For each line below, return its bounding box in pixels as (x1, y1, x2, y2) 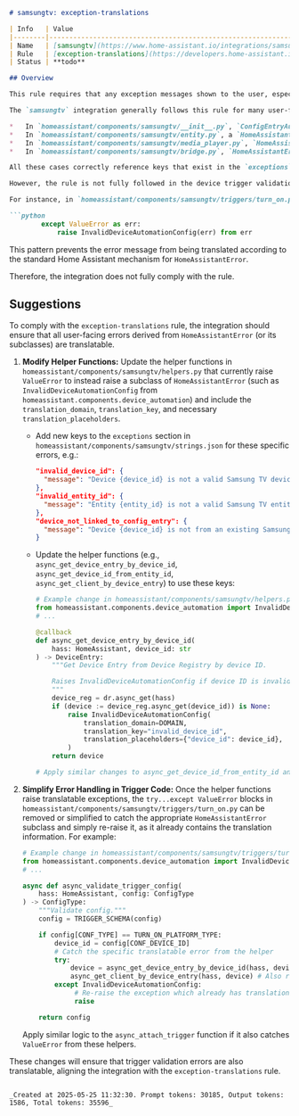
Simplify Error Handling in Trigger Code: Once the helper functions (21, 783, 271, 794)
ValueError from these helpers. (21, 1038, 136, 1049)
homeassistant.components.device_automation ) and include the (21, 394, 252, 405)
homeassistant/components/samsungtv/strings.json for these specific (35, 440, 289, 451)
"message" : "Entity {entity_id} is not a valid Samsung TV (43, 500, 267, 508)
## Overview (9, 74, 53, 83)
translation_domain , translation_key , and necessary (21, 404, 218, 415)
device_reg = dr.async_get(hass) (52, 694, 176, 703)
